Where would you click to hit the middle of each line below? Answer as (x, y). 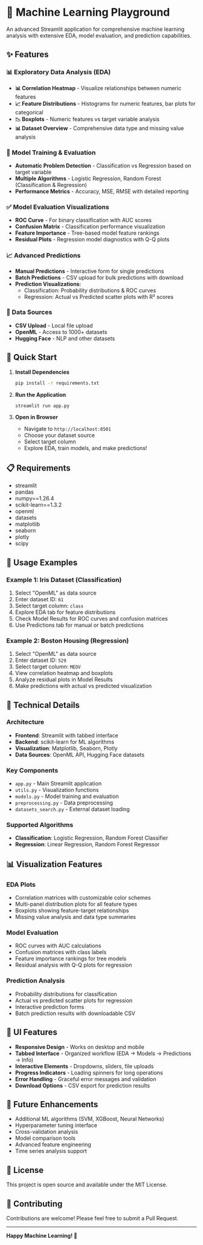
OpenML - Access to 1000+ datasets (61, 332)
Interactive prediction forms (50, 1007)
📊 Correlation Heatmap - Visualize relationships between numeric (98, 88)
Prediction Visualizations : (48, 284)
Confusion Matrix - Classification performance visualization (90, 227)
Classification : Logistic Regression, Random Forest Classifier (91, 838)
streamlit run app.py (42, 406)
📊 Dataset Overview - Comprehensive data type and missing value (99, 128)
